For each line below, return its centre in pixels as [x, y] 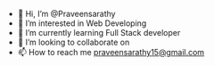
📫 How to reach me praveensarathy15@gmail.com [111, 52]
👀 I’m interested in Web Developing [82, 23]
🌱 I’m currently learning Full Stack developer [99, 33]
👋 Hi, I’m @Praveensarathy [66, 14]
